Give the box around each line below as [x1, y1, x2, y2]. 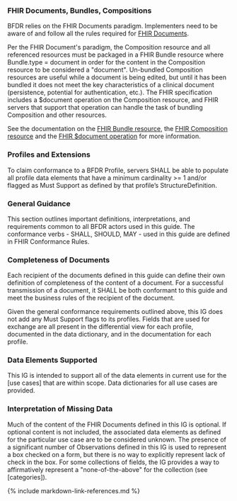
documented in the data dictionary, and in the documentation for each [7, 330, 212, 339]
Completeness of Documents [7, 254, 110, 264]
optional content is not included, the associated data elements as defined [7, 427, 221, 436]
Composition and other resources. [7, 111, 108, 119]
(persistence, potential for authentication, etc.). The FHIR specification [7, 88, 212, 97]
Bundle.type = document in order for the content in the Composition [7, 58, 206, 67]
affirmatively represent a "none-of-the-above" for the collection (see [7, 465, 208, 473]
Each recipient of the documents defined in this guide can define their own [7, 271, 225, 280]
